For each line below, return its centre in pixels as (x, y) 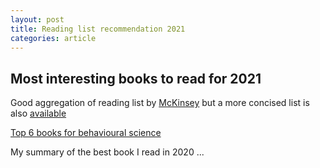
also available (38, 113)
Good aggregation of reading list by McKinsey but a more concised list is (160, 103)
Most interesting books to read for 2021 (136, 78)
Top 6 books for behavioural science (86, 133)
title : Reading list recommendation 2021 (98, 29)
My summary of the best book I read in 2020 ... (107, 152)
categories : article (53, 38)
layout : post (37, 19)
